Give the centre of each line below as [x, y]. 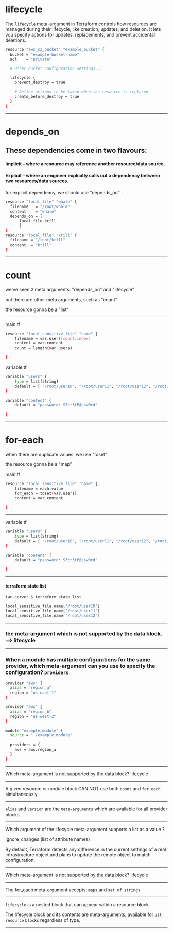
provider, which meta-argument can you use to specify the [80, 666]
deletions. [16, 40]
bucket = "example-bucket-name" [45, 54]
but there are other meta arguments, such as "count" [61, 299]
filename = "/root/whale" [40, 206]
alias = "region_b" [31, 712]
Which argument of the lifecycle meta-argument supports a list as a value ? [85, 829]
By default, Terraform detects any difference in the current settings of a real [86, 849]
